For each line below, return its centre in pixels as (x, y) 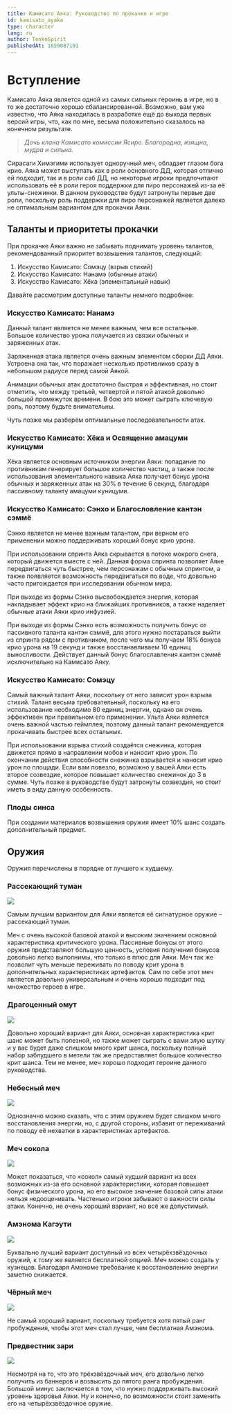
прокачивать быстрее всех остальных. (65, 731)
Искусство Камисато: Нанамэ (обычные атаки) (87, 274)
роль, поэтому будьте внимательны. (61, 407)
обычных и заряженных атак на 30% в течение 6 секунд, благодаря (108, 484)
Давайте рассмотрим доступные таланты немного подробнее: (100, 295)
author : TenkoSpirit (37, 40)
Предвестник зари (41, 1345)
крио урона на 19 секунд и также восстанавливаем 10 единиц (99, 647)
